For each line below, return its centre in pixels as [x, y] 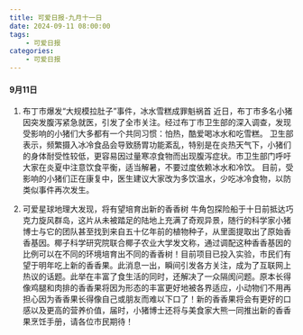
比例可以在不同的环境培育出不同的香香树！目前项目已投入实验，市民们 [153, 254]
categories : [32, 51]
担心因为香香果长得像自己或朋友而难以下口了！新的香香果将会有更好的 [153, 299]
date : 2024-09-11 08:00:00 [60, 26]
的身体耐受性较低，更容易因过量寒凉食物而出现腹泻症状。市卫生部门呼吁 [156, 156]
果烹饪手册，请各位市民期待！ [78, 321]
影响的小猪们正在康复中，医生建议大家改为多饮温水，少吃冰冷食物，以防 [156, 179]
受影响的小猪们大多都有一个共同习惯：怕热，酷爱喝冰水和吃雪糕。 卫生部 [158, 134]
